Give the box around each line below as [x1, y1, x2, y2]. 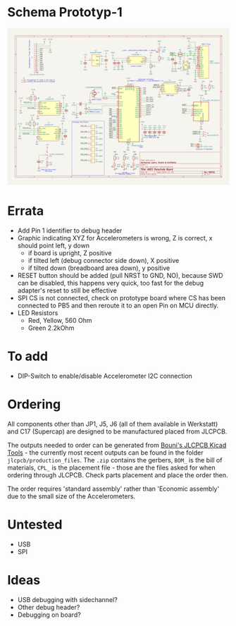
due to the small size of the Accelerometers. [7, 492, 136, 501]
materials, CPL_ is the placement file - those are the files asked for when [7, 463, 216, 472]
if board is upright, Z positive [27, 249, 112, 257]
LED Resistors [17, 309, 58, 317]
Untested [7, 517, 63, 533]
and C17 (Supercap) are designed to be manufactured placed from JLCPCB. [7, 427, 228, 436]
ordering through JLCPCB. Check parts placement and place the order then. [7, 471, 228, 479]
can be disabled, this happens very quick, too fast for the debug [17, 279, 204, 288]
